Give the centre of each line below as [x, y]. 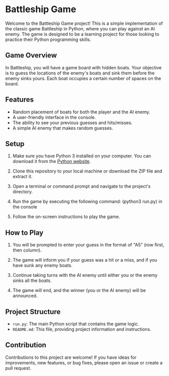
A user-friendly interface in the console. [54, 117]
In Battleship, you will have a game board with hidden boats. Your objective [83, 67]
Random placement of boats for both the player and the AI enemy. [81, 112]
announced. [25, 296]
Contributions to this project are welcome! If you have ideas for [71, 357]
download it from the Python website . [52, 161]
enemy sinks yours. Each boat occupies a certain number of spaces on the [83, 78]
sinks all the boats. [32, 281]
